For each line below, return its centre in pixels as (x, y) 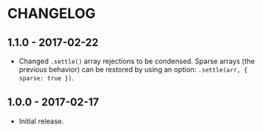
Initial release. (41, 121)
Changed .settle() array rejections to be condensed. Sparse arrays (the (137, 61)
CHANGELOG (51, 14)
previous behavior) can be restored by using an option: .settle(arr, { (133, 70)
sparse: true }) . (46, 78)
